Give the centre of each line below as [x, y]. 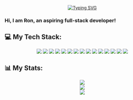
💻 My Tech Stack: [33, 37]
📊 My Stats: [24, 68]
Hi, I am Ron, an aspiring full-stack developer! [60, 20]
